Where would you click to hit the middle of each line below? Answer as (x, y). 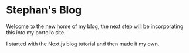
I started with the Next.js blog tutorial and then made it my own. (83, 44)
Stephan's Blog (44, 10)
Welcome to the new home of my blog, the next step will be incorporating (95, 26)
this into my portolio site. (36, 32)
